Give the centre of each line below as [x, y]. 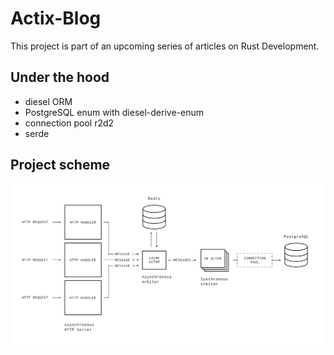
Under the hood [60, 77]
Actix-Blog [56, 18]
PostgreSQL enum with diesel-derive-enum [114, 112]
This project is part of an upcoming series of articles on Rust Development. [165, 46]
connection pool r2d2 [69, 123]
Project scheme [60, 165]
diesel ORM [48, 101]
